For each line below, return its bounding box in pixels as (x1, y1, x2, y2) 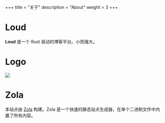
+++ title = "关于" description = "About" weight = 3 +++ (5, 4, 118, 10)
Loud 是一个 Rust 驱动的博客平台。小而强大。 (5, 38, 98, 44)
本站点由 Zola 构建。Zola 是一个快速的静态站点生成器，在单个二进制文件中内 (5, 106, 160, 112)
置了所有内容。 (5, 112, 35, 118)
